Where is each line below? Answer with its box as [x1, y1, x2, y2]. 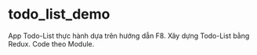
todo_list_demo [8, 5, 110, 23]
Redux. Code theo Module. [8, 39, 95, 48]
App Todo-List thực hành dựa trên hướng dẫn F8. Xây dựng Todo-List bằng [8, 31, 250, 40]
